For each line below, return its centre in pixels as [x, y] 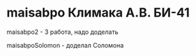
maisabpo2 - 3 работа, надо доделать [62, 32]
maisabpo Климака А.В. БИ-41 [98, 13]
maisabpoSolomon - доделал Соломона [65, 45]
